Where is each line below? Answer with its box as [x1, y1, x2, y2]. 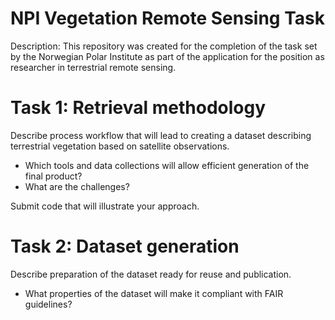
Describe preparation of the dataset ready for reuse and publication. [10, 268, 292, 280]
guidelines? [24, 298, 73, 310]
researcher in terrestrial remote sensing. [10, 61, 177, 73]
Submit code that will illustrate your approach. [10, 200, 200, 212]
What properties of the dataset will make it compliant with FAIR [24, 287, 284, 299]
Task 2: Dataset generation [10, 235, 240, 258]
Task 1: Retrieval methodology [10, 97, 267, 119]
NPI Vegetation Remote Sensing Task [10, 7, 325, 30]
